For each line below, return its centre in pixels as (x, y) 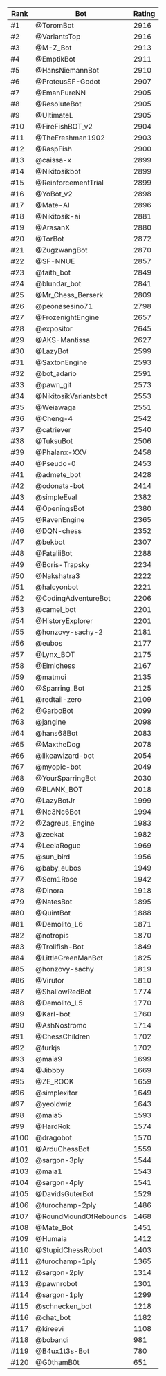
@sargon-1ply (60, 1295)
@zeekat (50, 834)
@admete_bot (58, 475)
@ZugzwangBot (62, 250)
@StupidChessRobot (69, 1250)
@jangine (51, 722)
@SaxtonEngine (62, 362)
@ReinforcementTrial (70, 183)
